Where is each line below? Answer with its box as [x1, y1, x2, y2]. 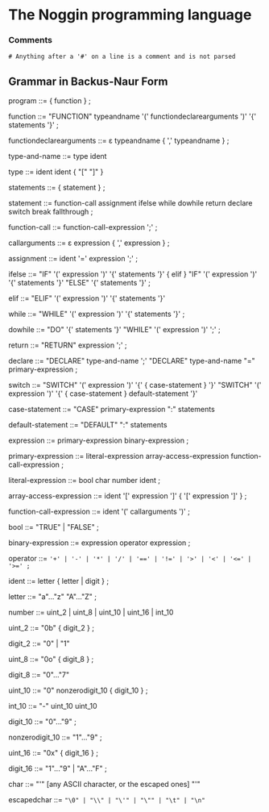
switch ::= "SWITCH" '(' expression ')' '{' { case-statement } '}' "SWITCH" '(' [8, 381, 262, 390]
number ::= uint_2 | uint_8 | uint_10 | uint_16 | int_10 [8, 607, 174, 618]
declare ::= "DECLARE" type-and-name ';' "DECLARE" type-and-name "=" [8, 356, 255, 366]
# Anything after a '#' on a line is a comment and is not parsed [8, 52, 236, 61]
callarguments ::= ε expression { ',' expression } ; [8, 238, 170, 248]
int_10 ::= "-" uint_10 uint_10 [8, 702, 98, 711]
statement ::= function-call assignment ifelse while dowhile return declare [8, 198, 253, 208]
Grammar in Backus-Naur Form [8, 74, 168, 88]
